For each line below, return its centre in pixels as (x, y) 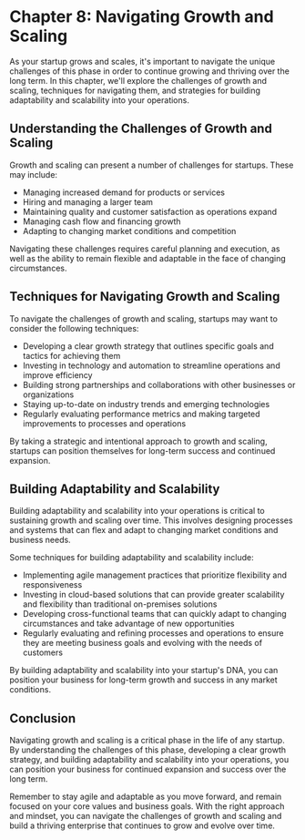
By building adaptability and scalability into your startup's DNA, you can (144, 671)
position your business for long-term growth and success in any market (143, 680)
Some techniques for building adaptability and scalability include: (132, 558)
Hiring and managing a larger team (87, 201)
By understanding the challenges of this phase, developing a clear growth (148, 750)
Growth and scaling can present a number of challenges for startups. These (152, 165)
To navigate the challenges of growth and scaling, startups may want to (143, 318)
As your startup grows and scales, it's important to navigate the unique (142, 61)
